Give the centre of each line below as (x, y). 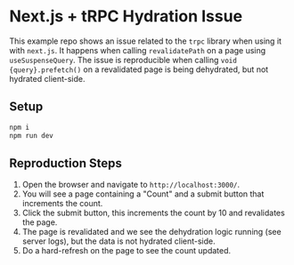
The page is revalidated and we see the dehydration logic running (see (152, 232)
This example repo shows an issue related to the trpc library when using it (146, 41)
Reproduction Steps (65, 163)
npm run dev (31, 135)
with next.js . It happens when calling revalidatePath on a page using (138, 50)
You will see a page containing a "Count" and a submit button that (143, 194)
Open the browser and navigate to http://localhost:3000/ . (131, 185)
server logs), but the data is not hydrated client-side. (118, 241)
